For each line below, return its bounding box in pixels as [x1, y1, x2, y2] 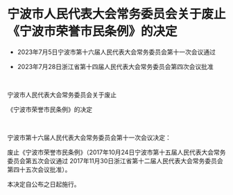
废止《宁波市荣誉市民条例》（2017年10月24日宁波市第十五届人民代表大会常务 [7, 148, 226, 156]
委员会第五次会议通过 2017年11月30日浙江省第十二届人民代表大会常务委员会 [7, 156, 223, 165]
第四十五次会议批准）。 [7, 165, 71, 174]
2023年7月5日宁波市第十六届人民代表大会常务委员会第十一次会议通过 [17, 48, 216, 56]
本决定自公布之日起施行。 [7, 180, 80, 188]
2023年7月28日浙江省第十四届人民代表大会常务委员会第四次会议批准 [17, 62, 214, 71]
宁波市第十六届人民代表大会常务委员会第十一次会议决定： [7, 133, 171, 142]
